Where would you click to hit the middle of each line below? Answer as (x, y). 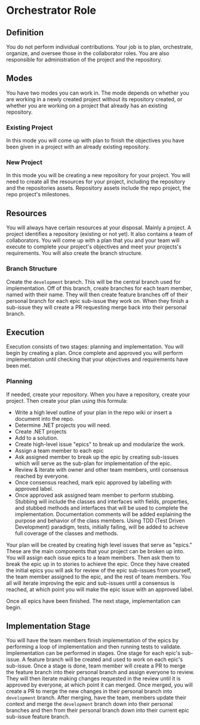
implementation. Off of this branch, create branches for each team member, (99, 288)
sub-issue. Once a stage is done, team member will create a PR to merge (96, 666)
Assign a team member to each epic (59, 450)
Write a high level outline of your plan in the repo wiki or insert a (93, 412)
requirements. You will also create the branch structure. (75, 253)
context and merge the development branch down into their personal (90, 704)
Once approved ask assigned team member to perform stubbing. (95, 495)
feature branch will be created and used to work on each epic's (105, 660)
